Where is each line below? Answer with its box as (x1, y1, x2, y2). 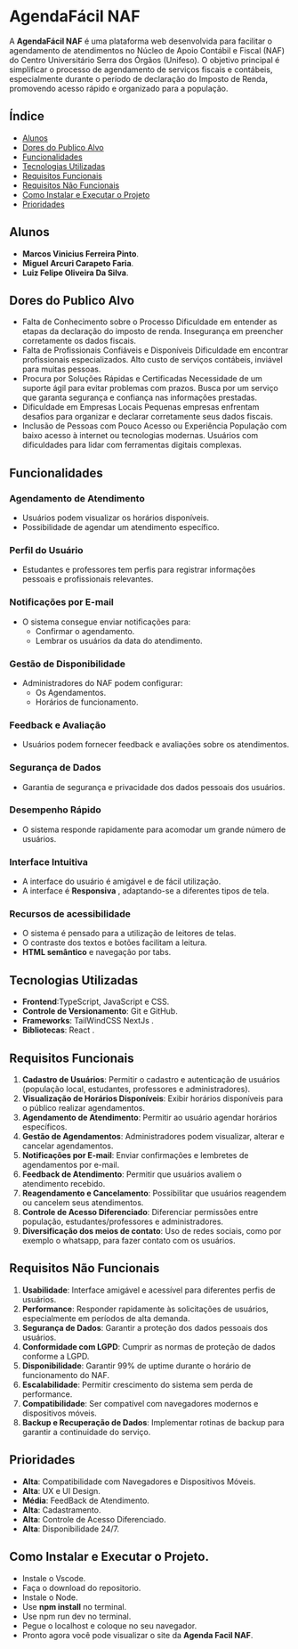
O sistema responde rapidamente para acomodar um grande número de (21, 824, 286, 835)
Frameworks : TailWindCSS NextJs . (21, 1016, 154, 1026)
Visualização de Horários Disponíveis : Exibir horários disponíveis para (21, 1093, 284, 1104)
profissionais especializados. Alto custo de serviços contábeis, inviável (21, 355, 283, 365)
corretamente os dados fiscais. (21, 336, 136, 347)
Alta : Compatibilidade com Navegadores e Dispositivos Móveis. (21, 1476, 256, 1487)
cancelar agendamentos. (21, 1140, 114, 1151)
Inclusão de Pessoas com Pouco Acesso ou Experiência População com (21, 420, 287, 431)
